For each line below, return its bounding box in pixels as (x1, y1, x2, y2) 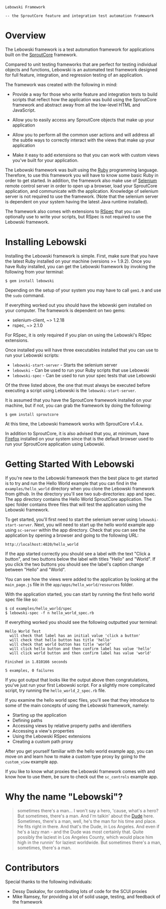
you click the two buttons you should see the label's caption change (5, 561, 145, 567)
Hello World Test (5, 628, 41, 634)
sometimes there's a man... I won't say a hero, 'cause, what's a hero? (17, 807, 159, 813)
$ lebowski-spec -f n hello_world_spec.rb (5, 610, 94, 615)
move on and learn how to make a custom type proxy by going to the (5, 753, 146, 759)
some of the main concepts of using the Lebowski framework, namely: (5, 702, 149, 708)
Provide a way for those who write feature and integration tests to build (12, 91, 158, 97)
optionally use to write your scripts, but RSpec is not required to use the (5, 213, 152, 219)
